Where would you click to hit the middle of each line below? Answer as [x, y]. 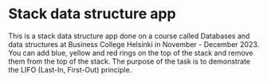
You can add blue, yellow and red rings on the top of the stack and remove [131, 53]
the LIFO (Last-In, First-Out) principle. [70, 69]
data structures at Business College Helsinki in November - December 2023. [134, 44]
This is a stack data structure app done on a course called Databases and [129, 36]
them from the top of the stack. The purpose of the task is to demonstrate [130, 61]
